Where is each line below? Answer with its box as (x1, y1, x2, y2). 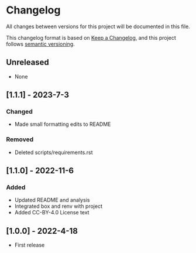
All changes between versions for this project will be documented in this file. (6, 23, 190, 30)
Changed (6, 108, 33, 116)
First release (14, 241, 45, 249)
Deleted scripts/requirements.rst (14, 149, 93, 156)
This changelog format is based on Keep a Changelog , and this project (6, 34, 177, 41)
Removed (6, 135, 34, 143)
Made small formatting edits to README (14, 121, 111, 128)
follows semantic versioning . (6, 40, 75, 47)
